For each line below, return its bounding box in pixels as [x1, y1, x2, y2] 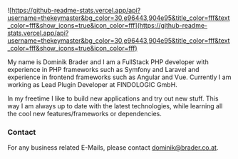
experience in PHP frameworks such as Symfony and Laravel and [7, 66, 200, 73]
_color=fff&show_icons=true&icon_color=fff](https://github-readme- [7, 21, 208, 29]
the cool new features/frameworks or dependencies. [7, 110, 162, 118]
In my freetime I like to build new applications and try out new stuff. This [7, 94, 219, 103]
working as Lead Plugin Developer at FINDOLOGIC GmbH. [7, 81, 178, 88]
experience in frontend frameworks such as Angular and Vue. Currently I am [7, 73, 232, 81]
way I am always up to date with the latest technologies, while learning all [7, 102, 223, 110]
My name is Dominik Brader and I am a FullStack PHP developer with [7, 58, 209, 66]
